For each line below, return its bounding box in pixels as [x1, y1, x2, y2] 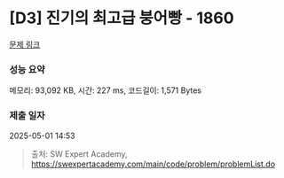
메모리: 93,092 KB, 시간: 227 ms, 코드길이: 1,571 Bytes [9, 85, 202, 96]
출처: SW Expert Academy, [30, 148, 128, 159]
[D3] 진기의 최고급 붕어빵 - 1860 [9, 8, 234, 28]
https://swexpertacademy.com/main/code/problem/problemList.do [30, 159, 276, 169]
